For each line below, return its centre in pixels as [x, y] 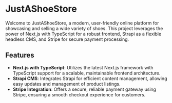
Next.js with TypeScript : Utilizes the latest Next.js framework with [83, 67]
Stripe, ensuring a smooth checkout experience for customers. [79, 94]
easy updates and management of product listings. [66, 84]
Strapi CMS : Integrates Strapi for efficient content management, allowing [90, 78]
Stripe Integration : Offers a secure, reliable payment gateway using [84, 89]
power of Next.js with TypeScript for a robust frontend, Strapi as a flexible [83, 34]
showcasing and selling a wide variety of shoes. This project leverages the [84, 28]
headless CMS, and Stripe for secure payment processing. [67, 39]
